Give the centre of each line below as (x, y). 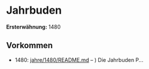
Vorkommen (30, 46)
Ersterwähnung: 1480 (33, 27)
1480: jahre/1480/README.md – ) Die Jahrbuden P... (79, 59)
